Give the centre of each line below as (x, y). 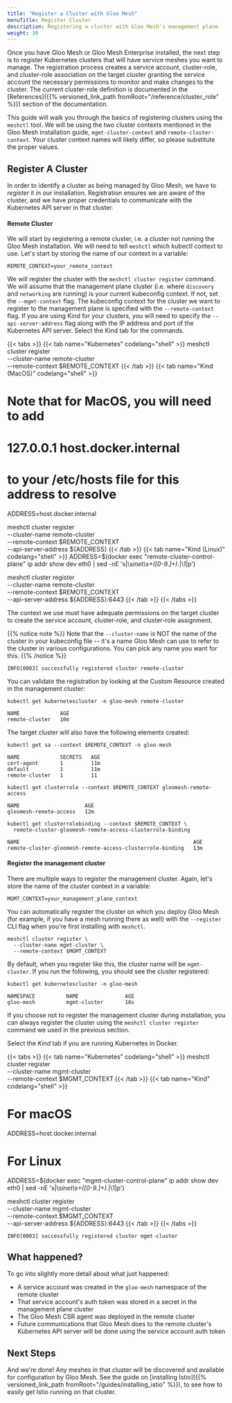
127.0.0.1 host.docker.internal (93, 448)
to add (26, 416)
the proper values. (33, 147)
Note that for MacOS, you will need (109, 402)
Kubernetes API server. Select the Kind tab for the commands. (96, 330)
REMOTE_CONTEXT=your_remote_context (60, 266)
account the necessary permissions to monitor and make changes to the (110, 82)
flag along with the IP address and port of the (129, 324)
